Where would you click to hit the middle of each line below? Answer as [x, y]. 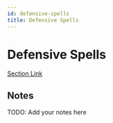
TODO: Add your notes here [47, 113]
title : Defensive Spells [43, 20]
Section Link [25, 74]
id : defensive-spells [38, 14]
